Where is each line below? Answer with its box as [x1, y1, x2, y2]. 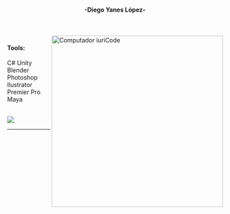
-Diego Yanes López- [84, 5, 146, 14]
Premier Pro [7, 88, 41, 96]
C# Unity [7, 59, 32, 67]
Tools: [7, 43, 25, 51]
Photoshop [7, 73, 38, 82]
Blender [7, 66, 29, 75]
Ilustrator [7, 81, 33, 89]
